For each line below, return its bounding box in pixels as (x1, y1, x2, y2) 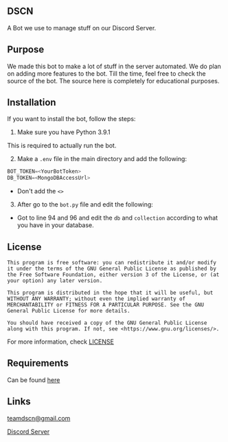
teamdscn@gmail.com (7, 414, 71, 422)
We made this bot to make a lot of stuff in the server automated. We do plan (7, 62, 222, 70)
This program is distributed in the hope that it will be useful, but (7, 289, 214, 296)
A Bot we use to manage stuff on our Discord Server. (7, 23, 157, 32)
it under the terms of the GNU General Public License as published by (7, 265, 216, 272)
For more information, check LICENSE (7, 337, 115, 346)
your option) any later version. (7, 277, 103, 284)
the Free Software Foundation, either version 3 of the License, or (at (7, 271, 220, 278)
